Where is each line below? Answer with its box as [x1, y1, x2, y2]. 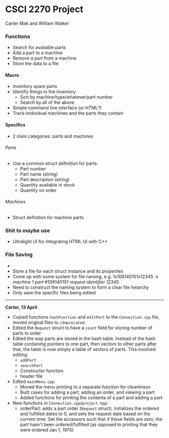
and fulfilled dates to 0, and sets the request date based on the [20, 411, 150, 417]
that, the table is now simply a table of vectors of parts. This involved [12, 346, 156, 352]
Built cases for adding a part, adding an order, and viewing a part [20, 389, 155, 395]
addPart [20, 358, 36, 363]
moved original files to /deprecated [12, 319, 85, 325]
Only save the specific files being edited [12, 289, 96, 295]
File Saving [5, 251, 33, 258]
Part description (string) [20, 176, 70, 183]
